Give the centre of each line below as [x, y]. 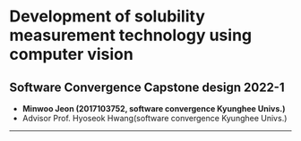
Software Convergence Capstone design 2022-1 [147, 87]
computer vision [72, 54]
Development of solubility [107, 17]
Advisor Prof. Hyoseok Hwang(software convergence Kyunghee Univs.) [155, 118]
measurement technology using [131, 35]
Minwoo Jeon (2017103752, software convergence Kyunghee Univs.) [154, 108]
